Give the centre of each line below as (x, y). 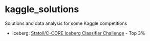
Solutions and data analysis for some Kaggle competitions (66, 23)
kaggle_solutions (42, 9)
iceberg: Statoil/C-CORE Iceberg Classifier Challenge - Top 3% (79, 33)
